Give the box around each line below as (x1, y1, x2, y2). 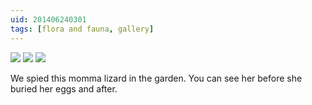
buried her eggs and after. (10, 82, 118, 95)
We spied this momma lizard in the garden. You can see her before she (10, 72, 303, 84)
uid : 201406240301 (10, 14, 87, 25)
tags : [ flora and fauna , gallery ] (10, 24, 155, 34)
